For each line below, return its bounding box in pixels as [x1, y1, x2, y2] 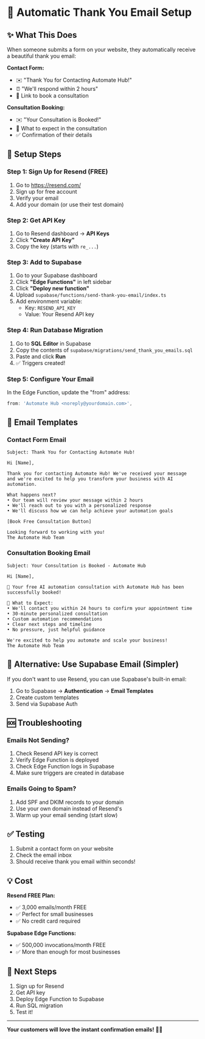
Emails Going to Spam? [7, 784, 77, 793]
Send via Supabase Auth [15, 700, 78, 707]
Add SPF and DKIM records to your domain [15, 798, 124, 806]
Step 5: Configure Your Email [7, 375, 94, 383]
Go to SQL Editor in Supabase [15, 339, 91, 347]
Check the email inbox [15, 851, 72, 859]
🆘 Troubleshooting [7, 717, 82, 728]
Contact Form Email [7, 436, 66, 444]
